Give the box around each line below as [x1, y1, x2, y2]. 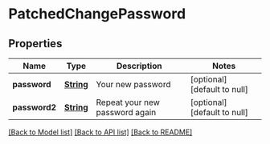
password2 [12, 102, 57, 113]
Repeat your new [96, 97, 161, 108]
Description [116, 61, 162, 71]
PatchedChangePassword [8, 5, 186, 23]
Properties [8, 37, 63, 50]
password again [96, 107, 157, 118]
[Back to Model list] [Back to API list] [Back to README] [8, 127, 193, 137]
